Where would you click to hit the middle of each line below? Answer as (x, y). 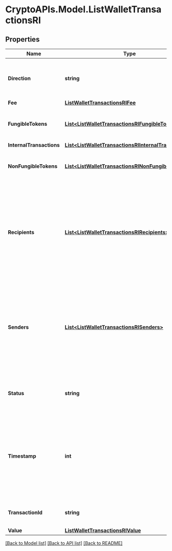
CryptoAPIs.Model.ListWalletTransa (83, 9)
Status (16, 393)
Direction (19, 78)
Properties (23, 39)
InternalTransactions (34, 145)
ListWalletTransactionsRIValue (103, 530)
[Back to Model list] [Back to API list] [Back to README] (64, 543)
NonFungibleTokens (33, 166)
